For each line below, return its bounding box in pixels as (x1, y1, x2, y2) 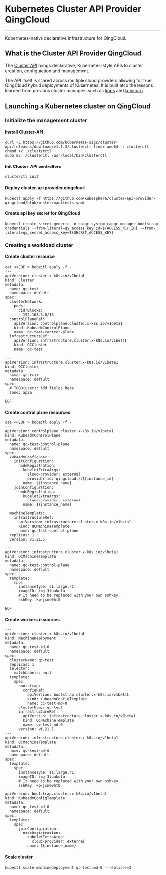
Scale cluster (5, 854, 33, 860)
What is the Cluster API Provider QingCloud (5, 49, 142, 58)
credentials (5, 226, 30, 231)
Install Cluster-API (5, 129, 43, 135)
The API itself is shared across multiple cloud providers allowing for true (5, 77, 152, 83)
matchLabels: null (14, 670, 52, 675)
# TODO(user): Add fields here (9, 386, 74, 391)
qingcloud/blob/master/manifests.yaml (5, 200, 85, 205)
